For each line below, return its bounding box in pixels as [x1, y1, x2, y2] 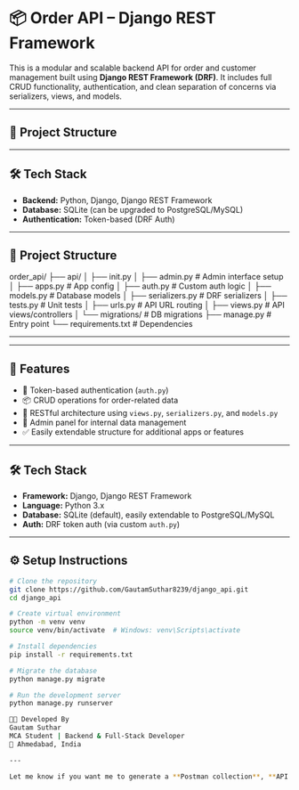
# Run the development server [9, 690, 122, 700]
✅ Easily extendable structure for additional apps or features [21, 427, 245, 437]
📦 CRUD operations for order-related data [21, 395, 179, 406]
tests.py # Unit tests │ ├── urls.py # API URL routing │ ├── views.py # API [9, 300, 285, 311]
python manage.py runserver [9, 699, 114, 708]
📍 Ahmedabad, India [9, 739, 82, 749]
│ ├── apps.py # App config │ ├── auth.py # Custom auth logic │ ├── [9, 281, 271, 291]
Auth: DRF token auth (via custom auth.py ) [21, 519, 181, 529]
